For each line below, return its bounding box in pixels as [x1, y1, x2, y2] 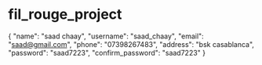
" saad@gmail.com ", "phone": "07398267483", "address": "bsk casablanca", [8, 39, 255, 49]
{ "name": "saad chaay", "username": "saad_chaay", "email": [8, 31, 204, 41]
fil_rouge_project [8, 5, 122, 23]
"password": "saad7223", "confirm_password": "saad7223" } [8, 48, 206, 57]
